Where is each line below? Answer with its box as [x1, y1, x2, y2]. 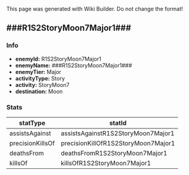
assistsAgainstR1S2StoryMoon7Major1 [61, 128, 175, 137]
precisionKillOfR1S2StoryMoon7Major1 [61, 139, 176, 147]
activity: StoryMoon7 [15, 81, 70, 88]
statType [19, 119, 46, 127]
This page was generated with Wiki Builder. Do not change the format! [6, 6, 183, 12]
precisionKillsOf [9, 139, 55, 147]
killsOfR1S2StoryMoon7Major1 [61, 158, 151, 167]
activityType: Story [15, 75, 65, 82]
